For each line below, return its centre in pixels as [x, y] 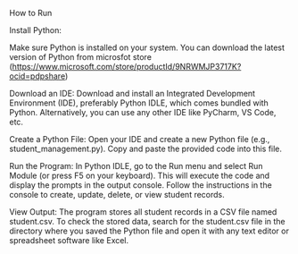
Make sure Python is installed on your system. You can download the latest [147, 47]
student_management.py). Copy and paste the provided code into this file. [146, 148]
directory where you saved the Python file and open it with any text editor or [149, 231]
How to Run [31, 13]
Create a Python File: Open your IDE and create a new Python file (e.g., [140, 139]
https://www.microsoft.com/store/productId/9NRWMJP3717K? [127, 67]
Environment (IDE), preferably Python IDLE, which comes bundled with [139, 103]
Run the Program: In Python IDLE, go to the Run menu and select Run [136, 166]
